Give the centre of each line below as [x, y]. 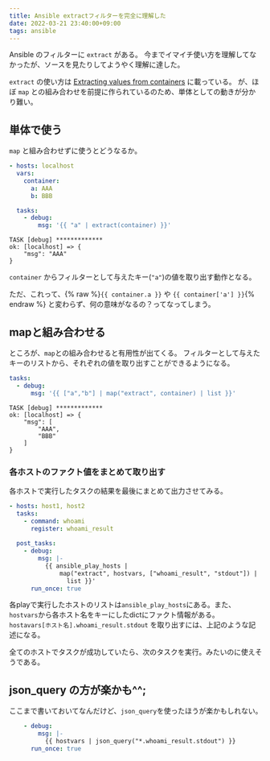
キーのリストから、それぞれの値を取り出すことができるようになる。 [122, 363]
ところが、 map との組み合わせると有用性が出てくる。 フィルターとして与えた [135, 353]
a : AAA [41, 188]
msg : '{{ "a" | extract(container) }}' [105, 225]
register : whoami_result [72, 528]
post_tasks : [37, 544]
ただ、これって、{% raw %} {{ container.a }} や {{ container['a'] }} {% [132, 294]
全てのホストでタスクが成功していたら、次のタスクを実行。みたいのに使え [132, 652]
